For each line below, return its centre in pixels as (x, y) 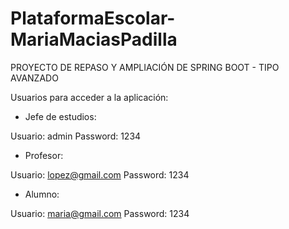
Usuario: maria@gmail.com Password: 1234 (100, 213)
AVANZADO (34, 78)
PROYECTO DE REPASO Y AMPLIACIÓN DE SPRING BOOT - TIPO (145, 67)
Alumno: (42, 194)
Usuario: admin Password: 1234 (76, 136)
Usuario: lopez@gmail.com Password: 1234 (100, 174)
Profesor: (44, 155)
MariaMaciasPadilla (94, 39)
